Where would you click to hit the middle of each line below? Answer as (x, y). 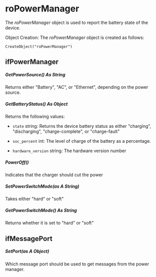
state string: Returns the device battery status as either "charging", (82, 126)
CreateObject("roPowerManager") (39, 46)
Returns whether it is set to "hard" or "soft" (49, 223)
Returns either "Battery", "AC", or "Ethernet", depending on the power (77, 87)
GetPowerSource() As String (35, 74)
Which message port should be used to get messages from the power (77, 264)
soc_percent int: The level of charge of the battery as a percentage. (81, 141)
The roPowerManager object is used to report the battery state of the (77, 22)
